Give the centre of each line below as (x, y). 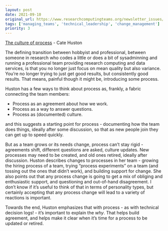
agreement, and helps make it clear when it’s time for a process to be (76, 218)
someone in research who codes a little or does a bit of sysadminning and (81, 58)
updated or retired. (24, 223)
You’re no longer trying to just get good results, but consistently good (77, 74)
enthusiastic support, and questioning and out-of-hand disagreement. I (78, 182)
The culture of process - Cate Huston (44, 43)
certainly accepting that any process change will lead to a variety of (75, 192)
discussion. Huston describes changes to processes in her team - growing (82, 160)
